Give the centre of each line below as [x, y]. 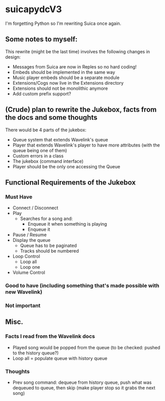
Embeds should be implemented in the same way [64, 72]
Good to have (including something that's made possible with [82, 286]
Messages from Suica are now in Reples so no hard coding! [74, 66]
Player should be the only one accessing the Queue [66, 166]
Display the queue [31, 240]
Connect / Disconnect [35, 208]
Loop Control [26, 257]
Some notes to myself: [42, 39]
